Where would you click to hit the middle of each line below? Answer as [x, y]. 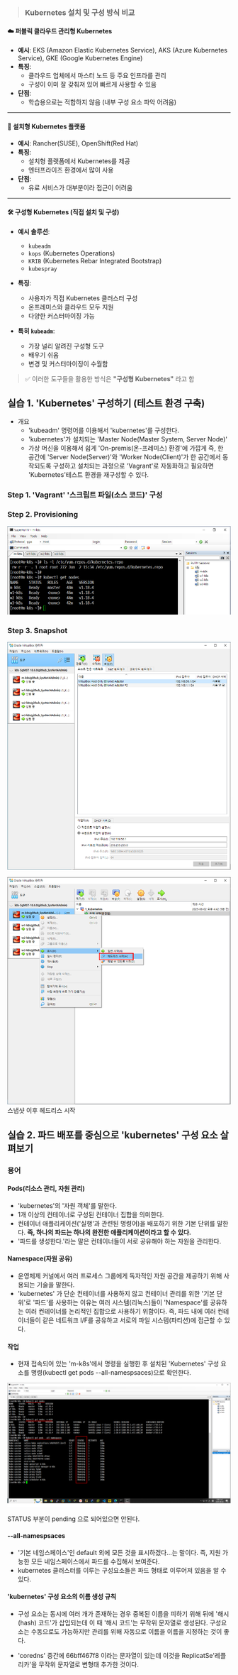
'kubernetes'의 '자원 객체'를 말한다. [67, 1205]
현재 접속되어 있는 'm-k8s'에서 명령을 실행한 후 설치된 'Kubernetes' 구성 [118, 1364]
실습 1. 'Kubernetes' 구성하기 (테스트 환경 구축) [106, 403]
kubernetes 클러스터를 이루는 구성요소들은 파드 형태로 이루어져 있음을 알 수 [122, 1570]
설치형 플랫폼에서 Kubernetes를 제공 [79, 161]
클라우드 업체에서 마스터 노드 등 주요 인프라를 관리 [97, 76]
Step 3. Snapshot [38, 630]
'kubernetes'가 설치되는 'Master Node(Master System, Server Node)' [128, 439]
